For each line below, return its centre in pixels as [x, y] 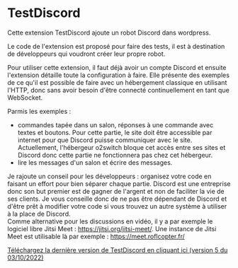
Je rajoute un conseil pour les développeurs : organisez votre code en [109, 176]
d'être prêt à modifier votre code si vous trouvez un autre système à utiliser [117, 206]
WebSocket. [25, 98]
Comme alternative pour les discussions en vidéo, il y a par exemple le [110, 221]
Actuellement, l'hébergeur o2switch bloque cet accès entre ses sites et [121, 147]
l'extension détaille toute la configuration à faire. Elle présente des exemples [119, 75]
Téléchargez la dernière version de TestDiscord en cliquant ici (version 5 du [118, 250]
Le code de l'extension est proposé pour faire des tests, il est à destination [116, 46]
